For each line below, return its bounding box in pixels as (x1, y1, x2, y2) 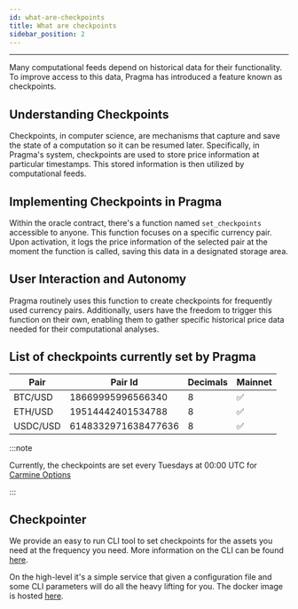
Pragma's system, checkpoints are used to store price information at (9, 149, 260, 160)
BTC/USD (13, 390, 53, 403)
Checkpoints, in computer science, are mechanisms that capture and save (9, 131, 281, 141)
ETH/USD (13, 405, 54, 418)
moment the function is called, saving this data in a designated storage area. (9, 246, 288, 256)
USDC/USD (13, 420, 61, 432)
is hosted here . (9, 590, 64, 601)
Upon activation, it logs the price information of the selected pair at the (9, 236, 268, 247)
